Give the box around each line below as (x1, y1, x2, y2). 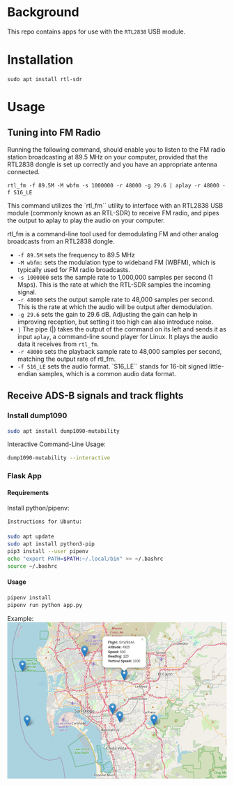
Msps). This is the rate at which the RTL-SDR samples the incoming (17, 280, 211, 289)
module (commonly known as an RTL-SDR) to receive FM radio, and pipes (7, 208, 219, 217)
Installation (7, 52, 74, 68)
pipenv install (7, 594, 52, 601)
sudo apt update (7, 533, 54, 541)
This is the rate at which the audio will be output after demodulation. (17, 302, 213, 311)
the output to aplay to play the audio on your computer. (7, 216, 165, 224)
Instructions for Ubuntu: (7, 518, 82, 525)
